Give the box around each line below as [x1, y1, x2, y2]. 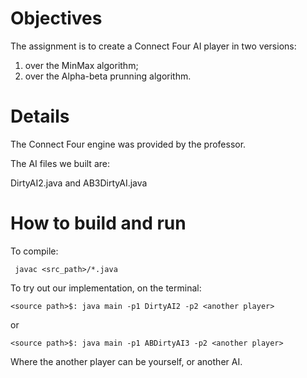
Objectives [10, 7, 103, 30]
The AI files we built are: [10, 157, 110, 169]
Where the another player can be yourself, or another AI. [10, 355, 243, 367]
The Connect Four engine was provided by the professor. [10, 138, 247, 150]
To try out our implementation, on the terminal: [10, 282, 202, 294]
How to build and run [10, 212, 187, 235]
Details [10, 105, 70, 128]
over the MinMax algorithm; [24, 59, 139, 71]
